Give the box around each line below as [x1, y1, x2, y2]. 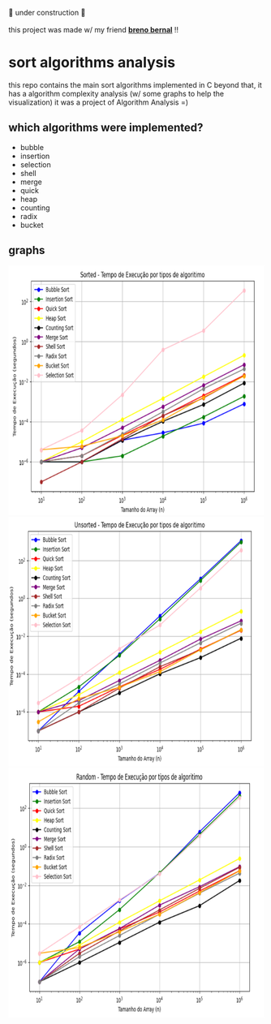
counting [19, 203, 50, 213]
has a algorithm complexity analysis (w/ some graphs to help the [8, 88, 225, 98]
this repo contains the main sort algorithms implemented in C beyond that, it [8, 80, 262, 89]
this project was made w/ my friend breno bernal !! [8, 25, 179, 34]
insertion [19, 151, 50, 161]
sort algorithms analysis [8, 54, 176, 72]
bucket [19, 220, 44, 230]
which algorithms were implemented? [8, 121, 204, 135]
